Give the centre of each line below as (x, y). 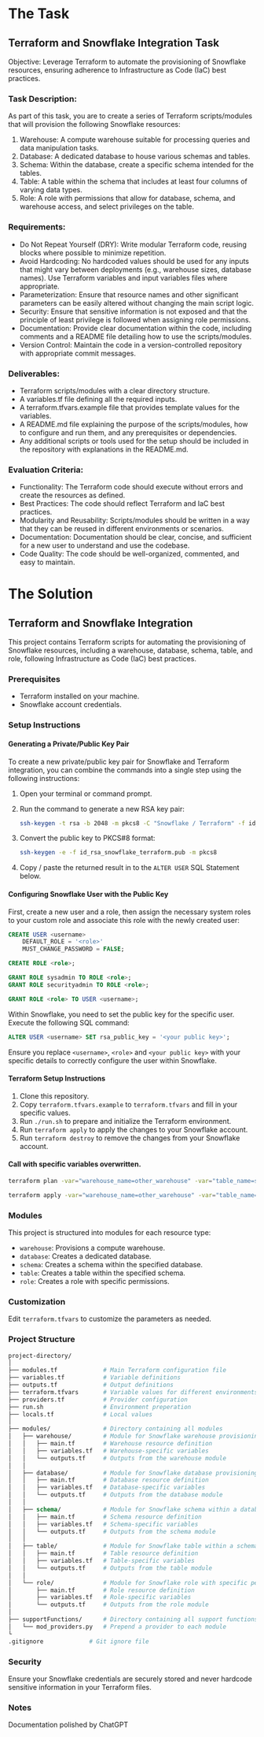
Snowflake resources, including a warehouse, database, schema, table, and (130, 650)
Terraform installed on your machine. (79, 696)
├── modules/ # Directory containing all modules (115, 1429)
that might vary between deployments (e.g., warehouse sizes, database (136, 270)
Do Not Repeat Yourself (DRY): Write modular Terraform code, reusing (133, 244)
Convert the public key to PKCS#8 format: (87, 838)
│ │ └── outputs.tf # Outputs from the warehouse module (117, 1458)
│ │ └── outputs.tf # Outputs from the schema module (112, 1531)
